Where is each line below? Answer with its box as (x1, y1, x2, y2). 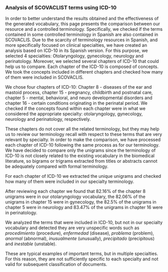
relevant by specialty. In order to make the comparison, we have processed (5, 137, 161, 143)
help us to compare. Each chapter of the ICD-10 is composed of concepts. (5, 63, 159, 70)
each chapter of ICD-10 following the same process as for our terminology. (5, 142, 160, 148)
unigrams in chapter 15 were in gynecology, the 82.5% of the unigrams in (5, 199, 156, 205)
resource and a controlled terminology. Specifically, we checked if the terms (5, 26, 163, 32)
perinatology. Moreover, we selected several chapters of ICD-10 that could (5, 58, 159, 64)
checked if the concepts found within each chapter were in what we (5, 105, 146, 112)
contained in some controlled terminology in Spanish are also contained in (5, 32, 158, 38)
